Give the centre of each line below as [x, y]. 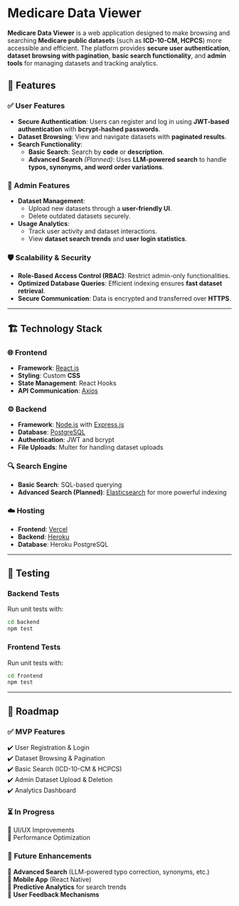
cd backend [23, 622]
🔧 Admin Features [39, 185]
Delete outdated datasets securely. [79, 216]
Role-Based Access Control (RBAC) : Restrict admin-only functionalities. [124, 276]
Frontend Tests [34, 647]
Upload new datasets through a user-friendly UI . [100, 208]
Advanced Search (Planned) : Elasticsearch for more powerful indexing [122, 492]
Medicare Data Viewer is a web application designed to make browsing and [119, 33]
